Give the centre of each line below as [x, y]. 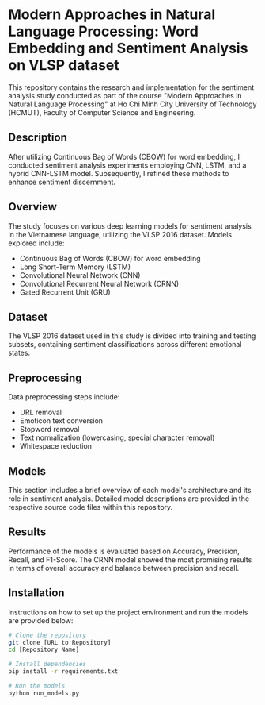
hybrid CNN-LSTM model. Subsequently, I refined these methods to [119, 173]
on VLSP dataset [64, 65]
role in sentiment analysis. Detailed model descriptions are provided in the [129, 499]
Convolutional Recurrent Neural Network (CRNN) [99, 283]
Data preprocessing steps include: [64, 397]
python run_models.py [44, 693]
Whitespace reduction [56, 446]
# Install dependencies [47, 665]
